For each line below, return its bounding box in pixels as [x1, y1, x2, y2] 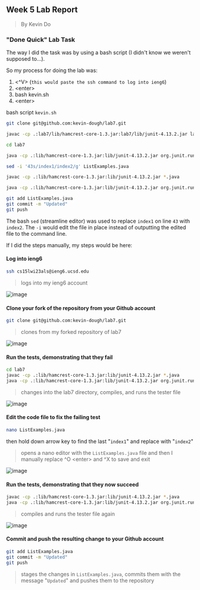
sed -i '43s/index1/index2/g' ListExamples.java [6, 163, 129, 169]
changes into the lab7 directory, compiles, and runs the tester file [20, 388, 181, 395]
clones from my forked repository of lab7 [20, 329, 122, 336]
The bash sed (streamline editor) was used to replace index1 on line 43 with [6, 217, 190, 224]
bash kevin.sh [14, 91, 49, 98]
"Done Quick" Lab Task [6, 35, 76, 43]
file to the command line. [6, 230, 67, 237]
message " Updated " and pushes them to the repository [20, 577, 155, 584]
